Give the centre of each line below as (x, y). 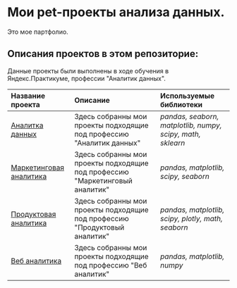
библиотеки (181, 104)
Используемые (187, 96)
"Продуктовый (99, 227)
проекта (25, 104)
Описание (92, 100)
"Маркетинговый (103, 180)
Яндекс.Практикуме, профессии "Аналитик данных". (86, 78)
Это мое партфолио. (38, 32)
